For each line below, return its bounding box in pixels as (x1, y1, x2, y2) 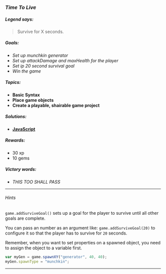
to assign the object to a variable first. (5, 245, 83, 251)
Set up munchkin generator (12, 52, 68, 58)
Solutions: (5, 114, 27, 119)
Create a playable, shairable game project (12, 102, 100, 108)
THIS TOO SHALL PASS (12, 179, 61, 185)
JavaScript (12, 126, 36, 132)
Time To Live (5, 4, 37, 11)
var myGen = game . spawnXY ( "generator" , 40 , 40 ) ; (5, 254, 107, 259)
